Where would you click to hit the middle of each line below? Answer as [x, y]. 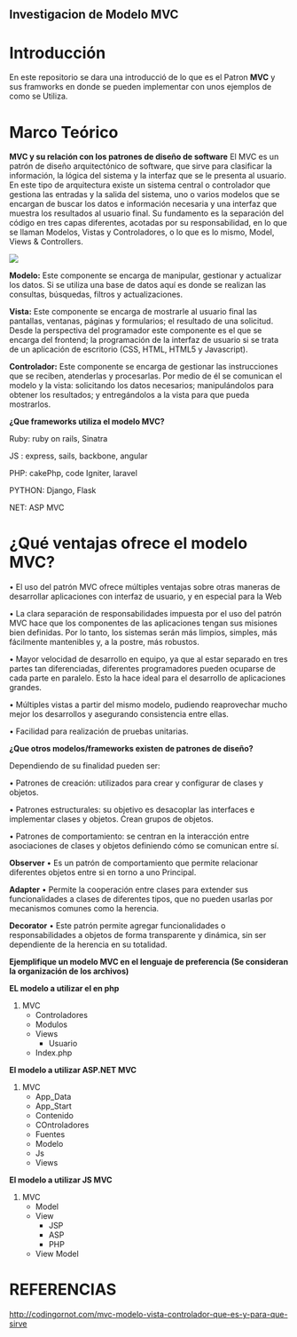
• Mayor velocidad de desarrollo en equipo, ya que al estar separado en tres [148, 659]
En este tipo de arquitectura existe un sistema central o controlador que [140, 185]
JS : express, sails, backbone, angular [78, 456]
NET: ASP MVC [37, 508]
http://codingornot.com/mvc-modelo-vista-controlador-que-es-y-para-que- [148, 1315]
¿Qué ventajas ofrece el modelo [129, 543]
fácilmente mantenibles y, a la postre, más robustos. [104, 642]
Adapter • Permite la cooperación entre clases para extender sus [129, 890]
